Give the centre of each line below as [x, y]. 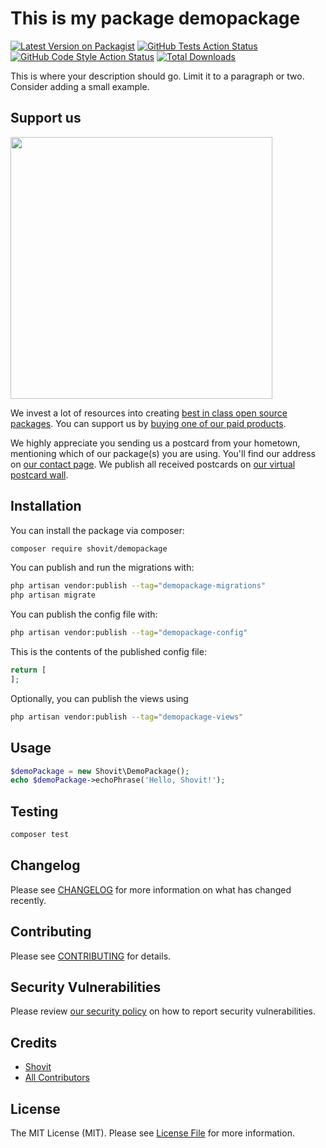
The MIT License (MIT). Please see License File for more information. [152, 1133]
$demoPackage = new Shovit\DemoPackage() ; [100, 771]
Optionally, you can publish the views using [99, 698]
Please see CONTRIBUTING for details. [91, 956]
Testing [34, 811]
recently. [28, 900]
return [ [28, 670]
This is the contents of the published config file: [108, 652]
